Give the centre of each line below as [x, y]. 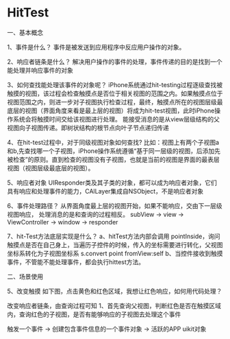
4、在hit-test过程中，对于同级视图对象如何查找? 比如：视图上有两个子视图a [113, 142]
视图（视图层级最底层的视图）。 [51, 168]
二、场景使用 [25, 277]
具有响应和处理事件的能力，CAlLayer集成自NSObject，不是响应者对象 [105, 191]
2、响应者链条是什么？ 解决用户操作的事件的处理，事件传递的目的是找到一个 [115, 61]
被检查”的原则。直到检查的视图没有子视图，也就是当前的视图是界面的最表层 [114, 159]
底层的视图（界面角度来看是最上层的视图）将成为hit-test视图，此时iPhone [111, 110]
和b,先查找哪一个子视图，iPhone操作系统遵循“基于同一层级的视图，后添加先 [114, 151]
